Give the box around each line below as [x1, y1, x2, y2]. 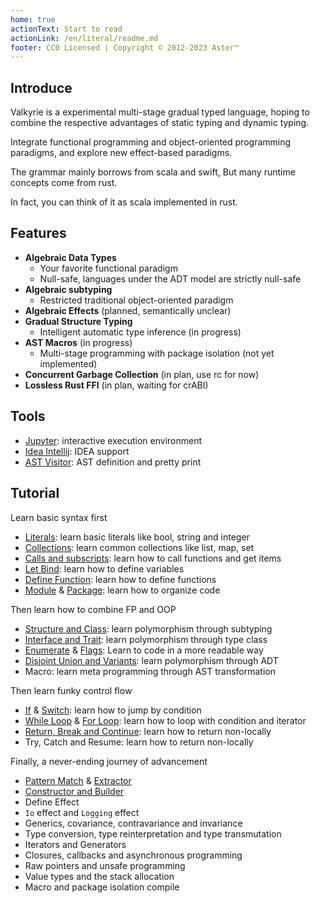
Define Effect [24, 796, 80, 808]
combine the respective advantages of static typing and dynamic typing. [10, 117, 310, 129]
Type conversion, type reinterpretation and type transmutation [24, 827, 282, 840]
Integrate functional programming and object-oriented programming [10, 136, 292, 148]
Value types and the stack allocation [24, 870, 175, 882]
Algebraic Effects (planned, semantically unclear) [24, 304, 232, 316]
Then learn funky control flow [10, 684, 133, 696]
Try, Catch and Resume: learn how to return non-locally [24, 736, 254, 748]
